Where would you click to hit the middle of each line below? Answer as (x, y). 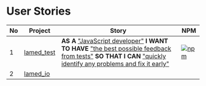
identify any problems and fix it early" (115, 63)
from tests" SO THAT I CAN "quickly (114, 56)
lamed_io (37, 73)
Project (40, 30)
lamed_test (40, 52)
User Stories (39, 11)
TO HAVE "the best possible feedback (116, 48)
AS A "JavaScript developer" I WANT (115, 41)
